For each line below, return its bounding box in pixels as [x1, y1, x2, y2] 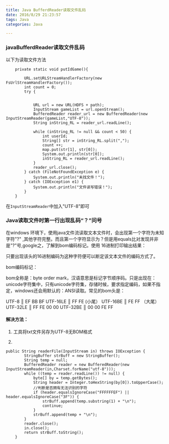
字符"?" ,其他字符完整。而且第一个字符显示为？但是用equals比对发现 [6, 236, 150, 242]
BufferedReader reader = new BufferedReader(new [24, 362, 130, 368]
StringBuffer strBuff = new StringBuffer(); [24, 353, 120, 358]
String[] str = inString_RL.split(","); [42, 138, 130, 143]
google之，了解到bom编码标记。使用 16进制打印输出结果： [22, 242, 147, 248]
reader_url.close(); [33, 165, 77, 170]
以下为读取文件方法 [6, 57, 46, 63]
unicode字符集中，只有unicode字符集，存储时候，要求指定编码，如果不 [6, 281, 156, 287]
